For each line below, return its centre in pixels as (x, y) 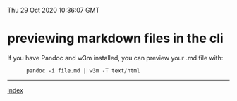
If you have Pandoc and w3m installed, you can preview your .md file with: (115, 58)
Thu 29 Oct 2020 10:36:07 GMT (54, 10)
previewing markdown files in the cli (115, 39)
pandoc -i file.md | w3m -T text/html (83, 70)
